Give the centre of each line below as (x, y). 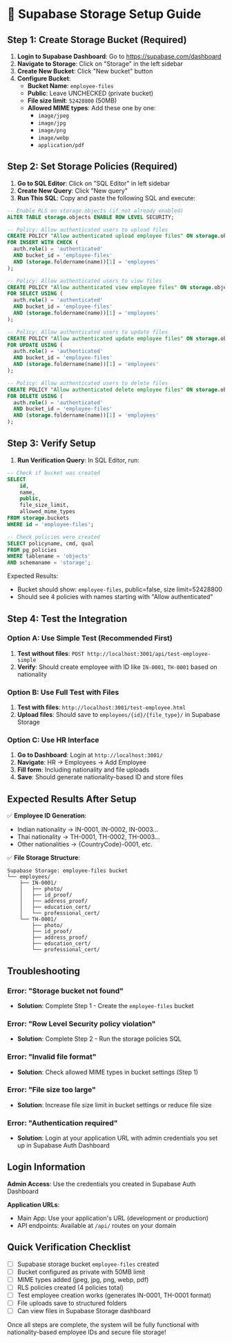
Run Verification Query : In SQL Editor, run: (78, 460)
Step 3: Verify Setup (51, 443)
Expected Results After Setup (72, 799)
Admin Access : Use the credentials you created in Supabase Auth (101, 1184)
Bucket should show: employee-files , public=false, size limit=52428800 (120, 589)
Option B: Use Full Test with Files (63, 692)
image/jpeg (53, 116)
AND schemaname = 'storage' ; (49, 563)
